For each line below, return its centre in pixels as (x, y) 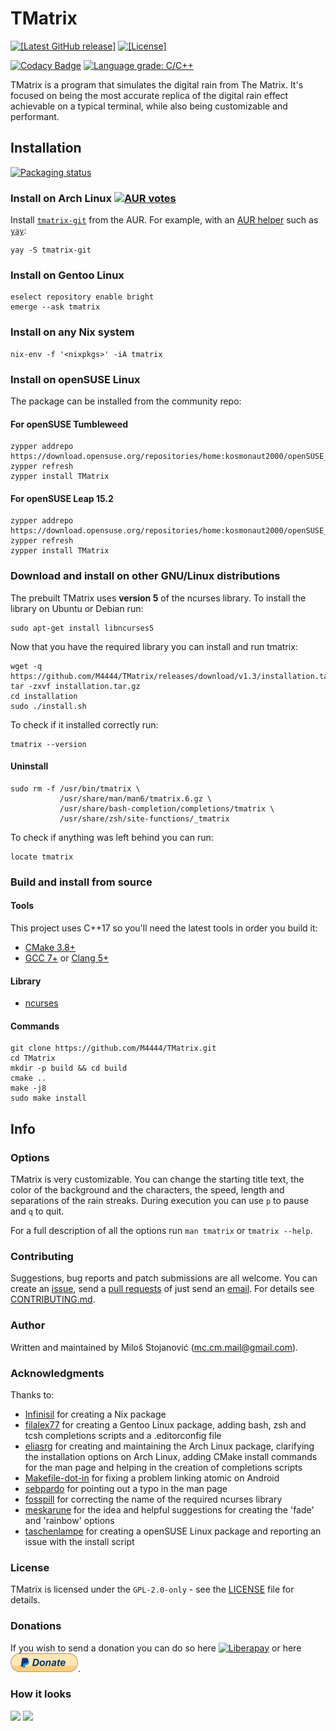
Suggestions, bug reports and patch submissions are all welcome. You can (164, 1278)
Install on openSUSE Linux (75, 379)
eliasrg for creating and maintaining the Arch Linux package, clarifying (169, 1446)
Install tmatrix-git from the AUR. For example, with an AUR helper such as (164, 220)
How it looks (41, 1694)
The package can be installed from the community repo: (126, 401)
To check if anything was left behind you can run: (112, 837)
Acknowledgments (57, 1373)
